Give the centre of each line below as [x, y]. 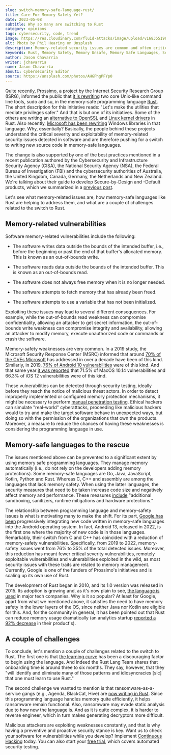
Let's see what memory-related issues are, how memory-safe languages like [85, 197]
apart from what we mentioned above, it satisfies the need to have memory [84, 601]
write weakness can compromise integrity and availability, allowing [92, 328]
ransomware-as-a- [135, 688]
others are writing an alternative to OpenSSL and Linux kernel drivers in [80, 118]
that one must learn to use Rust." [39, 679]
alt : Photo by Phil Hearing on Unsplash [49, 43]
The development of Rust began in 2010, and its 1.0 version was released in [84, 585]
